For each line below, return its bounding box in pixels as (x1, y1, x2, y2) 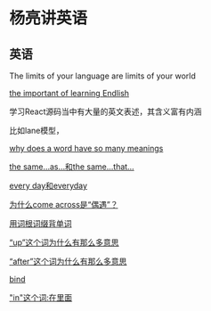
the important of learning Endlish (9, 88, 130, 98)
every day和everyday (9, 180, 87, 191)
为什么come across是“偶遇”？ (9, 200, 118, 209)
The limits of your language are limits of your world (9, 70, 196, 81)
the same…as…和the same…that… (9, 161, 135, 172)
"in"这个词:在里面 (9, 292, 73, 303)
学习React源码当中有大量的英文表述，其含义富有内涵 (9, 106, 202, 117)
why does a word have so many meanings (9, 143, 164, 153)
